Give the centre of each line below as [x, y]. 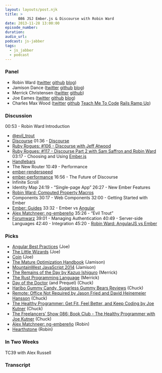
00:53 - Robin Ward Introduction [37, 126]
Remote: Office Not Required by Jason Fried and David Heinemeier [79, 293]
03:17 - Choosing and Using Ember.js [49, 156]
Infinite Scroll [25, 182]
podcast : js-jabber [25, 41]
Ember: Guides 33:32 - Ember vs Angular [53, 208]
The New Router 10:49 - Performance [50, 166]
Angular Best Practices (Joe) [41, 247]
